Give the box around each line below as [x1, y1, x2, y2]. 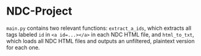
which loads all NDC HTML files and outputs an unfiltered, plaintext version [6, 37, 195, 44]
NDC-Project [6, 4, 72, 18]
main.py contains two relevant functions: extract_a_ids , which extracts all [6, 24, 192, 32]
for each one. [6, 44, 40, 51]
